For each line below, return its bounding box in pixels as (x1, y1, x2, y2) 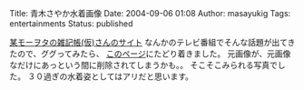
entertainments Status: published (9, 18, 133, 29)
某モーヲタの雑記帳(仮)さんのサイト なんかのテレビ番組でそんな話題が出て (9, 37, 288, 47)
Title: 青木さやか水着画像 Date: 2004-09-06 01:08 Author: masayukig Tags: (9, 8, 291, 18)
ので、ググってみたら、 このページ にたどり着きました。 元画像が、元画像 (16, 48, 291, 59)
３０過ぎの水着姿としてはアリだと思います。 (26, 71, 193, 82)
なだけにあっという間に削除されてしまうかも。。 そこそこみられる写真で (9, 60, 279, 70)
